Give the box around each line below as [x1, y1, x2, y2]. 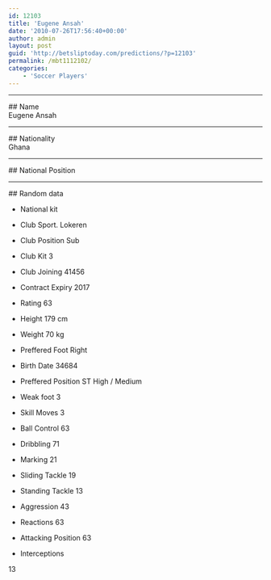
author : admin [8, 34, 56, 43]
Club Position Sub [19, 235, 80, 245]
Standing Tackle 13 [19, 485, 83, 495]
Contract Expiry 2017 [19, 282, 90, 292]
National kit [19, 204, 58, 214]
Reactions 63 [19, 517, 65, 527]
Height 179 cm [19, 313, 69, 323]
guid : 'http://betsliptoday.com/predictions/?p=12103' [8, 49, 197, 57]
